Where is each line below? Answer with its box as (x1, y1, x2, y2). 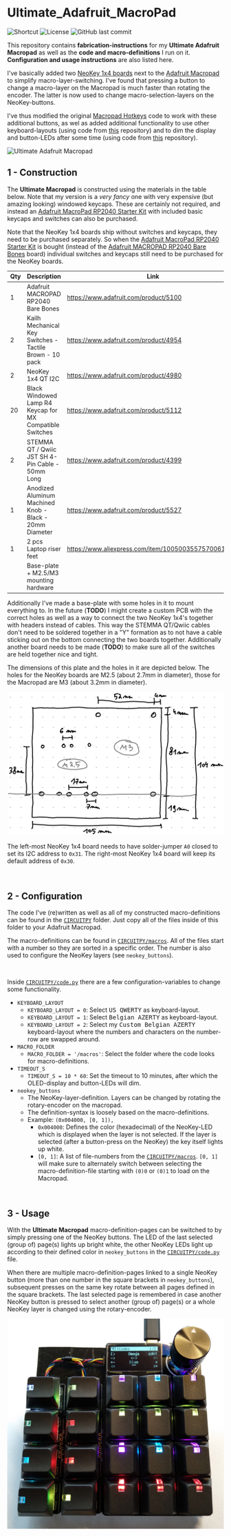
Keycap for (26, 406, 58, 415)
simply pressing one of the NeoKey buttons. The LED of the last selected (7, 1233, 213, 1241)
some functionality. (7, 985, 62, 993)
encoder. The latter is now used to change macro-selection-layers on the (7, 91, 214, 99)
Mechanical (26, 321, 60, 329)
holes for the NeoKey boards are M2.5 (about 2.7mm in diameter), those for (7, 670, 221, 679)
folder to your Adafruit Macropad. (7, 923, 102, 931)
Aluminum (26, 491, 56, 499)
